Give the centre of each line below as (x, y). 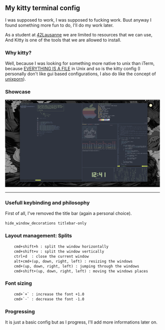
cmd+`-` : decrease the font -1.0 (49, 299)
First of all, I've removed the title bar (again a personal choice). (69, 213)
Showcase (18, 92)
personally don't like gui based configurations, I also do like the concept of (81, 74)
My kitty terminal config (42, 8)
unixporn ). (15, 79)
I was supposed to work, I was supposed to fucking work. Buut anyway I (78, 20)
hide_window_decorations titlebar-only (46, 223)
